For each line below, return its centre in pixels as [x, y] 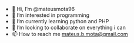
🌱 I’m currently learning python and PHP [60, 21]
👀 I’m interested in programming [51, 15]
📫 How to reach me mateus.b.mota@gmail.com [70, 34]
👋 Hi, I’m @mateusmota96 [43, 9]
